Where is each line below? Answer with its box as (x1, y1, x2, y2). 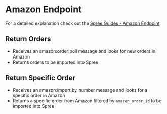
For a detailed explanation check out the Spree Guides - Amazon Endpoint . (5, 20, 161, 26)
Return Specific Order (5, 74, 76, 82)
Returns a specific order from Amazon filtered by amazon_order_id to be (12, 97, 162, 104)
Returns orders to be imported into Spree (12, 59, 99, 65)
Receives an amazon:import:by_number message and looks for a (12, 87, 148, 93)
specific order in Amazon (12, 92, 65, 98)
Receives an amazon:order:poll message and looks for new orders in (12, 48, 156, 54)
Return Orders (5, 35, 51, 43)
